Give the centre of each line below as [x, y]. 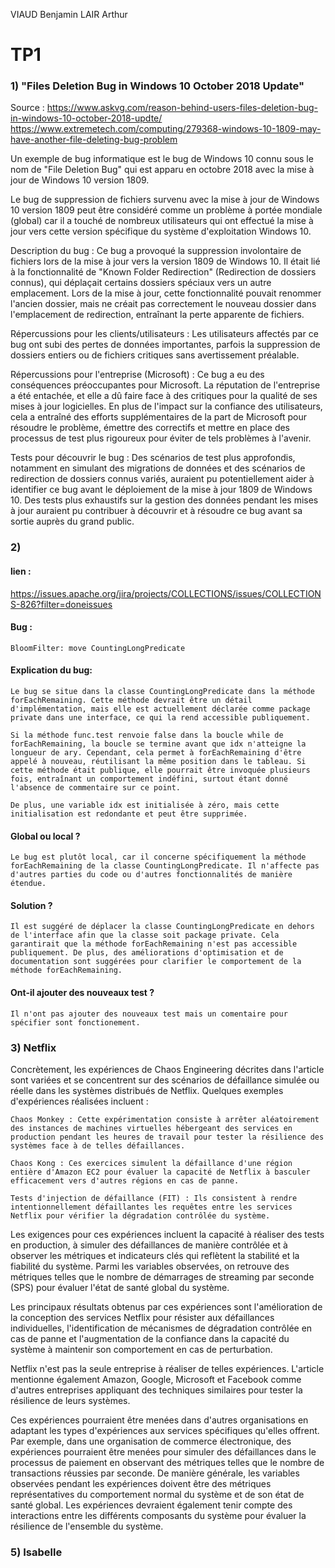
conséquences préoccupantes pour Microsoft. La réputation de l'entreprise [165, 385]
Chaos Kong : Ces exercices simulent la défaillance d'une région [151, 1163]
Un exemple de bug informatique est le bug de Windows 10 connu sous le [162, 159]
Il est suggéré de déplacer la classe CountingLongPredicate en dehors [162, 927]
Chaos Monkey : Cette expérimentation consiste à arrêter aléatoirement [165, 1119]
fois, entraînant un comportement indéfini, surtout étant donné [149, 779]
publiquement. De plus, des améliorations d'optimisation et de [147, 953]
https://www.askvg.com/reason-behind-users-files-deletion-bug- [182, 108]
